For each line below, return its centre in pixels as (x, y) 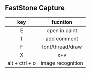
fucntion (62, 22)
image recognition (62, 63)
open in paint (62, 30)
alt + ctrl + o (22, 63)
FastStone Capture (35, 8)
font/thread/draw (62, 47)
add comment (62, 38)
